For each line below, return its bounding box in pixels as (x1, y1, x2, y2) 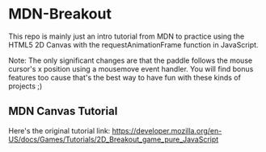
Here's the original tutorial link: (8, 125, 111, 135)
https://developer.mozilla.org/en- (112, 125, 222, 135)
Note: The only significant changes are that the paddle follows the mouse (8, 55, 253, 65)
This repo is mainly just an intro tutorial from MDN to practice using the (8, 31, 245, 41)
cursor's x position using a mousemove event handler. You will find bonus (8, 64, 254, 73)
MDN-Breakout (8, 5, 112, 23)
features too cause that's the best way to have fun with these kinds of (8, 72, 241, 82)
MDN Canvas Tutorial (8, 105, 118, 118)
